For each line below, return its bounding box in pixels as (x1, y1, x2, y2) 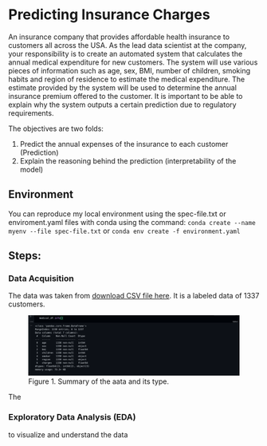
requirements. (8, 108, 54, 117)
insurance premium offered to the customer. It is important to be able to (8, 91, 243, 101)
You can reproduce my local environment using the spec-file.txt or (8, 209, 226, 219)
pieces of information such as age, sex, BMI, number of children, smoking (8, 65, 251, 75)
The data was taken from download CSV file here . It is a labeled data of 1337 (8, 291, 260, 301)
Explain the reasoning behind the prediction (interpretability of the (19, 156, 237, 165)
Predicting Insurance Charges (8, 6, 210, 24)
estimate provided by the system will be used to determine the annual (8, 82, 238, 93)
